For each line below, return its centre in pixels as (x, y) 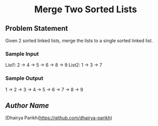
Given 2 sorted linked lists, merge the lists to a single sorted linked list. (79, 40)
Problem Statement (37, 28)
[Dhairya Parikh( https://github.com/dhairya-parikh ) (59, 118)
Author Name (27, 105)
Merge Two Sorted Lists (86, 9)
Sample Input (22, 54)
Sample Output (24, 78)
